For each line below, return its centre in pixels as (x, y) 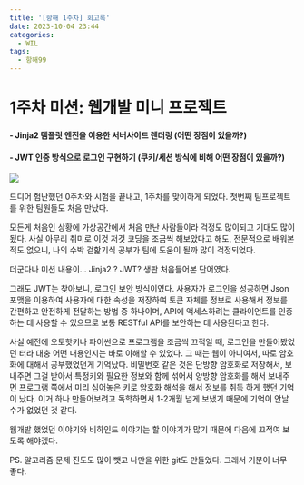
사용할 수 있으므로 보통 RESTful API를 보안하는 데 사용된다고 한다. (152, 322)
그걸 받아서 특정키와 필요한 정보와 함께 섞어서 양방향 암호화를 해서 (149, 376)
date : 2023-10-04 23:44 (54, 26)
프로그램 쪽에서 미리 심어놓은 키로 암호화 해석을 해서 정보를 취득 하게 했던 (148, 387)
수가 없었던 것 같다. (43, 410)
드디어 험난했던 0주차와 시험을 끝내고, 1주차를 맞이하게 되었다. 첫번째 (131, 196)
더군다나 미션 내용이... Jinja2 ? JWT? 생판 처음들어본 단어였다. (120, 269)
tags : (20, 52)
